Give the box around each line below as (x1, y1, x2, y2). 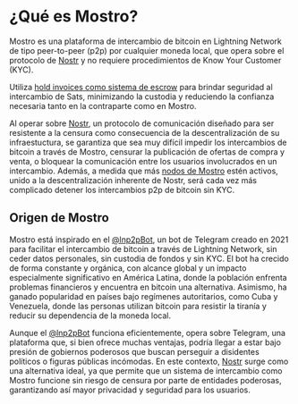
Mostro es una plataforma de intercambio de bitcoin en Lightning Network (9, 36, 282, 46)
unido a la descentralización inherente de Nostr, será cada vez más (9, 174, 258, 185)
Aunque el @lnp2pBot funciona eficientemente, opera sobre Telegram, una (9, 327, 286, 338)
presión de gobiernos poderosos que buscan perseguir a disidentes (9, 346, 260, 357)
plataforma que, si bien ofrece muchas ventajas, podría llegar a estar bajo (9, 337, 282, 348)
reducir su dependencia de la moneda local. (9, 310, 172, 321)
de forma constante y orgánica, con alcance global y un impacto (9, 262, 247, 274)
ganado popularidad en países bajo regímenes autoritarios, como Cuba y (9, 290, 278, 301)
